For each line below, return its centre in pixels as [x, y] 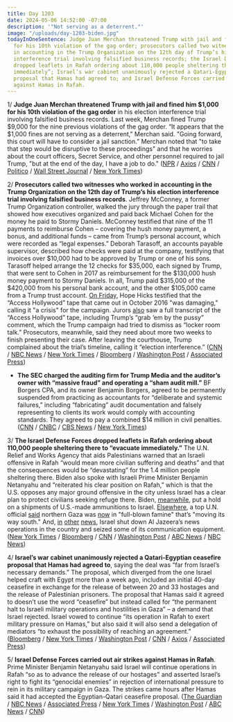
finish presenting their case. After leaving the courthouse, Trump [100, 340]
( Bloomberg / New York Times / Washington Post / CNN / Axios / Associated [116, 639]
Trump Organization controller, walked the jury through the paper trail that [113, 207]
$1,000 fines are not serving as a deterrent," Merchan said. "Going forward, [115, 134]
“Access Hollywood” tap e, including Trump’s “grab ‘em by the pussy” [106, 318]
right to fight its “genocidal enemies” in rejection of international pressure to [115, 682]
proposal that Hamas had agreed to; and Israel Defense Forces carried [119, 78]
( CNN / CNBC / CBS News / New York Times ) [82, 427]
